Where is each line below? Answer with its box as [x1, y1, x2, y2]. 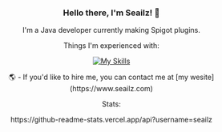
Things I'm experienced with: [63, 41, 159, 50]
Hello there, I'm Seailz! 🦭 [63, 7, 160, 18]
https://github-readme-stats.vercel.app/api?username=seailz [10, 115, 213, 125]
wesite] [190, 72, 215, 82]
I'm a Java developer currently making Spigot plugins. [22, 26, 201, 35]
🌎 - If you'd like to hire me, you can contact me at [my [8, 72, 189, 82]
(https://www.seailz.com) [70, 84, 153, 94]
